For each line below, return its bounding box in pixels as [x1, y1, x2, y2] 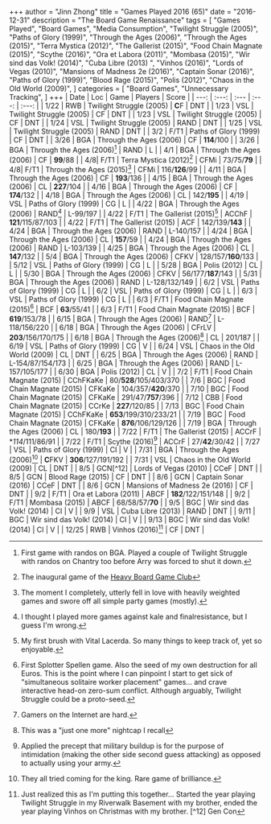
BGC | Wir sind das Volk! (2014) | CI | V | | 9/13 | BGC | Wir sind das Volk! [9, 514, 250, 524]
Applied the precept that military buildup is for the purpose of [20, 740, 224, 751]
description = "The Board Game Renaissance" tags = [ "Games [31, 15, 240, 25]
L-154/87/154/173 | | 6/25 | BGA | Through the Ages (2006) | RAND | [9, 358, 234, 368]
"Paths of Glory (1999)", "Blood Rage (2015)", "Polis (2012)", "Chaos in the [9, 76, 254, 84]
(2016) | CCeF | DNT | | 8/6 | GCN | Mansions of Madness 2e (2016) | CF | [9, 480, 253, 490]
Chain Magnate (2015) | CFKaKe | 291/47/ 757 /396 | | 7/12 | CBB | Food [9, 392, 244, 402]
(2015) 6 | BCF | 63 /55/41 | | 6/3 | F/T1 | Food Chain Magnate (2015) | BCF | [9, 303, 256, 314]
